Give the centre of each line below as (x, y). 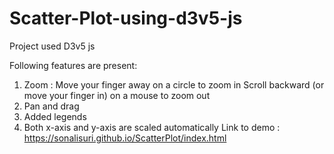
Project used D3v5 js (52, 46)
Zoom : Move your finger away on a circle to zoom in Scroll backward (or (174, 84)
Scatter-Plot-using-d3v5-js (126, 18)
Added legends (55, 116)
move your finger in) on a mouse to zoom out (117, 95)
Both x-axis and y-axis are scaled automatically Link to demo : (152, 127)
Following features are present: (73, 65)
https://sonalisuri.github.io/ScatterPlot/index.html (125, 138)
